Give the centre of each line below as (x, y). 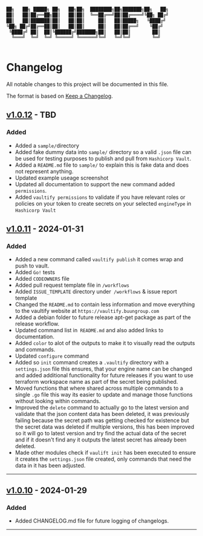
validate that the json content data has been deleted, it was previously (102, 414)
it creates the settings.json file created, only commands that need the (103, 459)
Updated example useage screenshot (62, 178)
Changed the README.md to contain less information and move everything (105, 304)
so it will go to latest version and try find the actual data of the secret (101, 434)
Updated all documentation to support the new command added (95, 184)
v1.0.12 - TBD (31, 115)
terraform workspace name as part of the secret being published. (96, 382)
